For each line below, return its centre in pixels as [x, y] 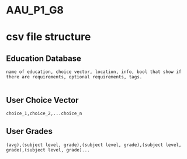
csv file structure [49, 37]
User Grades [29, 131]
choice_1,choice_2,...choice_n [44, 113]
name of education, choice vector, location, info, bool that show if [94, 72]
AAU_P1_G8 [35, 10]
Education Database [44, 58]
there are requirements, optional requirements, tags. [74, 77]
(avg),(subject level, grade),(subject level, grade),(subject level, [94, 145]
